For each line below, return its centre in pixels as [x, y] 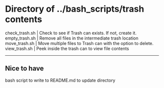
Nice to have [24, 69]
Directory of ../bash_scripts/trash [75, 9]
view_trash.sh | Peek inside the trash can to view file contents [67, 48]
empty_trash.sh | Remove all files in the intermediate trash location [72, 38]
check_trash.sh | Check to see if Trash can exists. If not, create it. [71, 33]
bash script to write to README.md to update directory [60, 80]
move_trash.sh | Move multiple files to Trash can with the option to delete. [79, 43]
